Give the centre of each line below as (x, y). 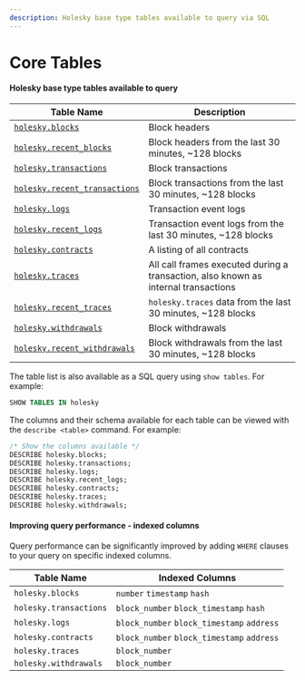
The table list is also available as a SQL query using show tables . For (137, 376)
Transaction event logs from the (216, 224)
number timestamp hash (162, 594)
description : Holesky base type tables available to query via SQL (140, 18)
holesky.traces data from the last (220, 302)
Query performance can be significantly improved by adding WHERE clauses (149, 546)
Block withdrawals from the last (216, 343)
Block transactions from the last (216, 183)
